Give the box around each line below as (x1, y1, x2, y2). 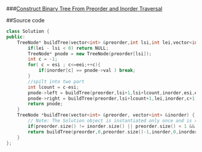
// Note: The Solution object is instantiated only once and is (28, 118, 192, 124)
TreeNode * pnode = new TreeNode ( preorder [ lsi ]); (28, 50, 152, 56)
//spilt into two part (28, 78, 85, 85)
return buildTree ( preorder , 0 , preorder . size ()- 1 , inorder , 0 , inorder (28, 129, 198, 135)
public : (6, 34, 26, 40)
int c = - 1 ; (28, 56, 58, 62)
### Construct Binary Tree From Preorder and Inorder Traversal (6, 5, 162, 12)
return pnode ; (28, 101, 63, 107)
